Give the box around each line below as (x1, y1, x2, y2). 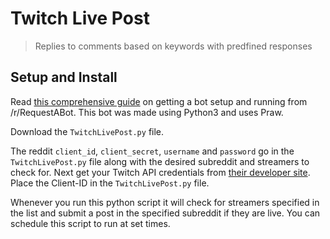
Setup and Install (10, 69, 118, 86)
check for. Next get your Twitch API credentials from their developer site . (10, 166, 311, 178)
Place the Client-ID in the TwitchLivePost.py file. (10, 177, 210, 189)
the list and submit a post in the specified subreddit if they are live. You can (10, 207, 321, 219)
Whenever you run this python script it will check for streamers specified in (10, 196, 320, 208)
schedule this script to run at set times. (10, 217, 171, 229)
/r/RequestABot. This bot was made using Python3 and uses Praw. (10, 106, 284, 118)
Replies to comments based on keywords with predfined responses (34, 40, 313, 52)
